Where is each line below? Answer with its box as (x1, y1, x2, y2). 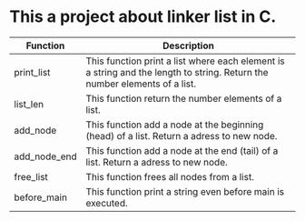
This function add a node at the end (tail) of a (85, 144, 279, 156)
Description (162, 39, 215, 52)
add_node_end (14, 150, 77, 163)
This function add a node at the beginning (85, 118, 264, 131)
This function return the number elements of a (85, 92, 282, 105)
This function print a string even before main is (85, 185, 284, 197)
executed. (85, 196, 129, 209)
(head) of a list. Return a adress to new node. (85, 129, 278, 142)
